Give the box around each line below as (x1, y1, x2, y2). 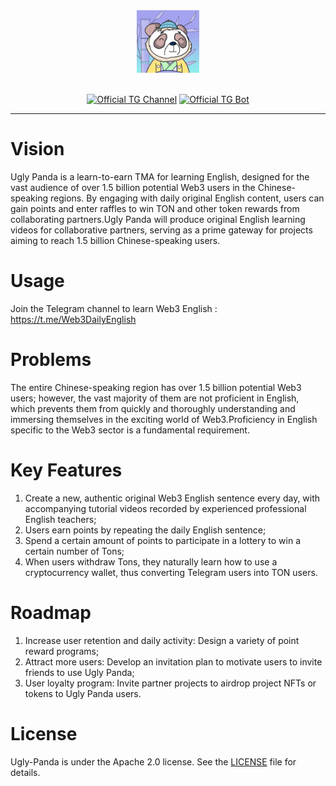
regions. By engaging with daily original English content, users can (49, 192, 325, 204)
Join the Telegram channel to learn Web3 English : (10, 302, 218, 314)
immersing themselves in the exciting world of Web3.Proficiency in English (10, 413, 318, 425)
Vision (10, 138, 65, 161)
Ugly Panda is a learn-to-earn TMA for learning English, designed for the (10, 170, 310, 183)
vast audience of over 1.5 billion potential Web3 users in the (10, 181, 256, 193)
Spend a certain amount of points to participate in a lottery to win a (24, 534, 302, 546)
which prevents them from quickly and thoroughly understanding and (10, 402, 296, 414)
